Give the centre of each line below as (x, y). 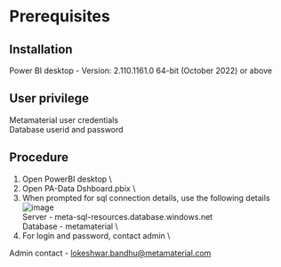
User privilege (49, 98)
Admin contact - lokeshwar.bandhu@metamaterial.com (110, 253)
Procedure (39, 158)
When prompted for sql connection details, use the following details (146, 198)
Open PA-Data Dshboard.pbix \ (79, 188)
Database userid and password (66, 129)
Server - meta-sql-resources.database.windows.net (117, 216)
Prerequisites (60, 16)
